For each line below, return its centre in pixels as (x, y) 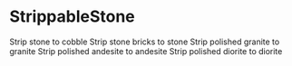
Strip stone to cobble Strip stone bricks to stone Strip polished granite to (145, 42)
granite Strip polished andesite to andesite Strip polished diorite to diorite (146, 51)
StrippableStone (73, 17)
